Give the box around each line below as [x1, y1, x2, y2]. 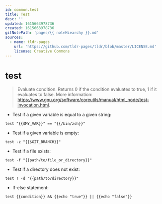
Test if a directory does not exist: [12, 166, 80, 172]
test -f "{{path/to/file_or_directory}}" [5, 158, 92, 163]
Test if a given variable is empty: [12, 130, 79, 136]
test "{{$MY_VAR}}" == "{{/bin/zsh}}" [5, 121, 85, 126]
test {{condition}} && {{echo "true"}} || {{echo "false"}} [5, 194, 133, 200]
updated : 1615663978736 [5, 21, 55, 26]
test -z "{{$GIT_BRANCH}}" [5, 140, 61, 145]
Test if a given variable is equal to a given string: [12, 112, 112, 118]
